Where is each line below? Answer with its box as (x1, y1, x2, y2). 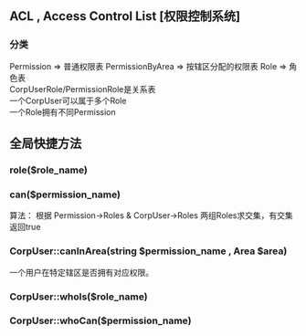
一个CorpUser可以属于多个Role (9, 95, 127, 106)
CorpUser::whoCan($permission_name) (9, 314, 192, 327)
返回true (9, 222, 41, 233)
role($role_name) (9, 163, 89, 176)
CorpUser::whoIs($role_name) (9, 290, 148, 303)
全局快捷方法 (9, 136, 82, 152)
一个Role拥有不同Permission (9, 106, 116, 117)
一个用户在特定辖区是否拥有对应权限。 (9, 267, 153, 278)
